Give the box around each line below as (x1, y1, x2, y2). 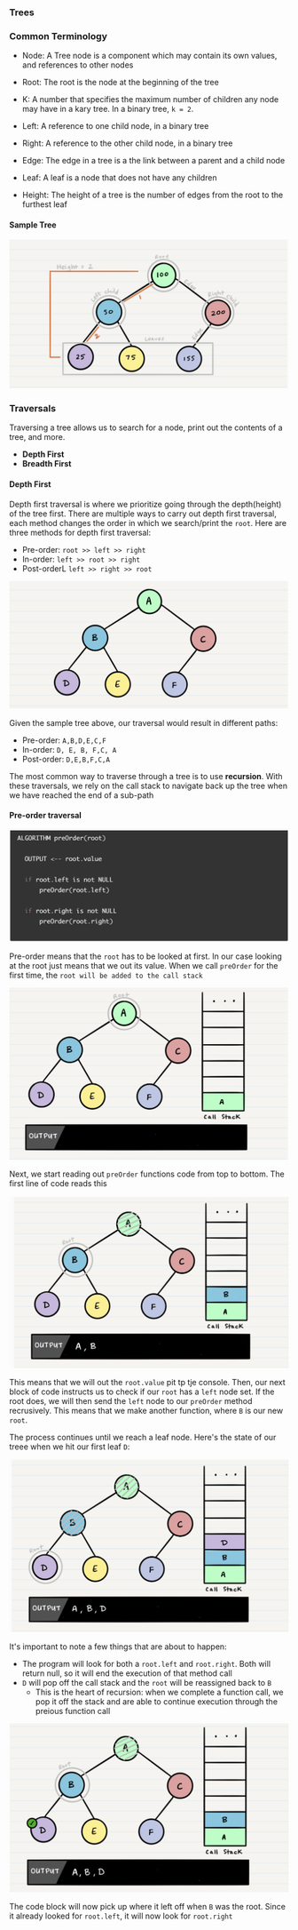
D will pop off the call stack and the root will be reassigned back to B (21, 1678, 272, 1688)
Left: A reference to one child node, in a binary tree (21, 121, 209, 132)
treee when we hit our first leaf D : (9, 1441, 130, 1452)
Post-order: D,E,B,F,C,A (21, 754, 111, 764)
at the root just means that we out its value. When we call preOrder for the (9, 960, 278, 970)
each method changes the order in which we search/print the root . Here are (9, 517, 287, 528)
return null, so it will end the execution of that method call (21, 1668, 232, 1679)
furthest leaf (21, 199, 68, 210)
